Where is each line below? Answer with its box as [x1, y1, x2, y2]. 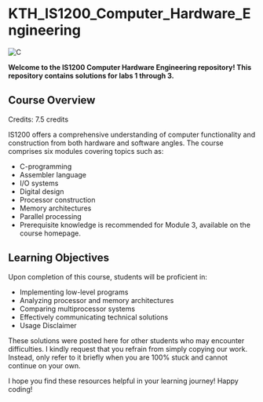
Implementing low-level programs [19, 287, 129, 297]
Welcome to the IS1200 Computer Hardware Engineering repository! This [8, 62, 252, 71]
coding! [8, 384, 33, 393]
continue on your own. [8, 360, 81, 370]
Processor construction [19, 195, 96, 204]
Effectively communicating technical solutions [19, 312, 169, 322]
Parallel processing [19, 211, 82, 221]
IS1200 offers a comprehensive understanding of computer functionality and [8, 130, 256, 139]
